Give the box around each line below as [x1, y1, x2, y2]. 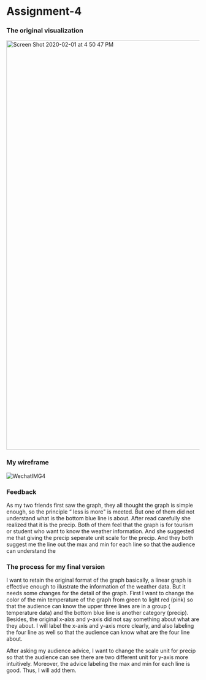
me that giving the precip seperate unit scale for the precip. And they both [6, 534, 194, 542]
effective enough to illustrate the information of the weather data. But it [6, 583, 186, 590]
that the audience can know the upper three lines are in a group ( [6, 603, 170, 610]
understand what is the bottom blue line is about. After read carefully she [6, 515, 191, 522]
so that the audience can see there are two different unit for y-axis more [6, 654, 189, 661]
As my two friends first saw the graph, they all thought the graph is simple [6, 502, 193, 509]
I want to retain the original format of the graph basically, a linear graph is [6, 576, 192, 584]
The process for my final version [6, 563, 105, 571]
